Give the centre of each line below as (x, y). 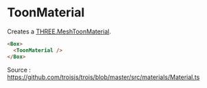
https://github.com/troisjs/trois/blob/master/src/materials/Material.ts (103, 77)
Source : (19, 70)
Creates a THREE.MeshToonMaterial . (59, 31)
